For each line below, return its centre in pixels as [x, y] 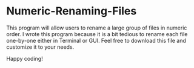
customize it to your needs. [40, 47]
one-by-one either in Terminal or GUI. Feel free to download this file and [96, 40]
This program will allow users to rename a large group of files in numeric [97, 28]
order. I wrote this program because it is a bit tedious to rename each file [97, 34]
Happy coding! [25, 58]
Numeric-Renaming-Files [72, 11]
